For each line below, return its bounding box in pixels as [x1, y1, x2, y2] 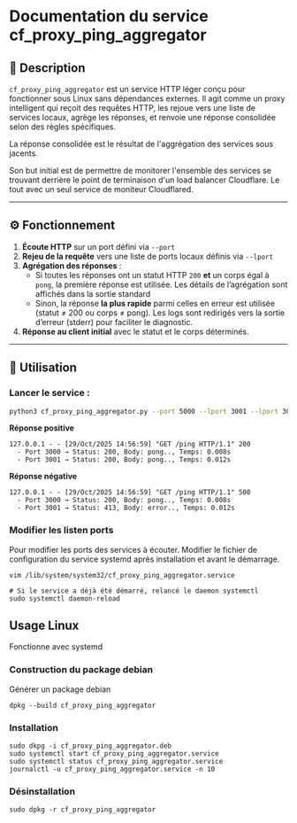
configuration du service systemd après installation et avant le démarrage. [9, 554, 280, 564]
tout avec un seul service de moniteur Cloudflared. [9, 184, 194, 194]
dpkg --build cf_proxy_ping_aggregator [9, 701, 156, 710]
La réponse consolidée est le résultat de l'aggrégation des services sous [9, 139, 274, 149]
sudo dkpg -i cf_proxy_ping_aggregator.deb [9, 741, 172, 750]
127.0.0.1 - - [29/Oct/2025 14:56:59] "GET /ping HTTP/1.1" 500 [9, 488, 251, 497]
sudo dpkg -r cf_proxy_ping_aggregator [9, 805, 156, 814]
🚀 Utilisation [9, 361, 78, 376]
